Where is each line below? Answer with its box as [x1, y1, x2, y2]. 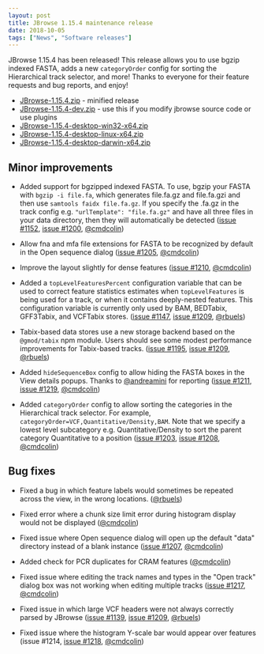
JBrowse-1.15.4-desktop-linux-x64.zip [19, 130, 144, 139]
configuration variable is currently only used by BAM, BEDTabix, [19, 304, 228, 313]
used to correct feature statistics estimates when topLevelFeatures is [19, 286, 244, 297]
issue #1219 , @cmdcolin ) [19, 384, 101, 394]
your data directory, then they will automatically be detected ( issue [19, 215, 236, 225]
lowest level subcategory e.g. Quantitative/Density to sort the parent [19, 425, 242, 435]
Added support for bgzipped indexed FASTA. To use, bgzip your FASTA [19, 182, 251, 191]
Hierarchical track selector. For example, [19, 408, 151, 418]
